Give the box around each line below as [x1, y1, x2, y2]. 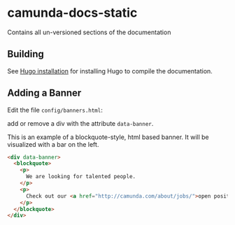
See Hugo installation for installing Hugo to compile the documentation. [7, 66, 213, 75]
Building [7, 48, 44, 60]
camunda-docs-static [7, 5, 138, 21]
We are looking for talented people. [25, 173, 136, 180]
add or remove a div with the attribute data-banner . [7, 119, 154, 127]
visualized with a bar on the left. [7, 140, 99, 148]
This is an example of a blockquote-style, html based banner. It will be [7, 133, 210, 141]
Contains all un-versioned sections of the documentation [7, 28, 171, 36]
